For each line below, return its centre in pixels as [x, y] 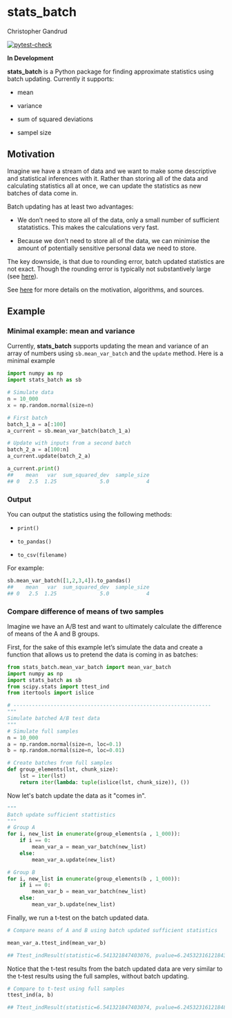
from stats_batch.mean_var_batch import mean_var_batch [89, 667]
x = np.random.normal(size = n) [51, 405]
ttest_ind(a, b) [30, 995]
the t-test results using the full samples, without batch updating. [98, 976]
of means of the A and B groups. [54, 634]
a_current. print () [33, 469]
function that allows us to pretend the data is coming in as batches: [103, 654]
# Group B [21, 872]
